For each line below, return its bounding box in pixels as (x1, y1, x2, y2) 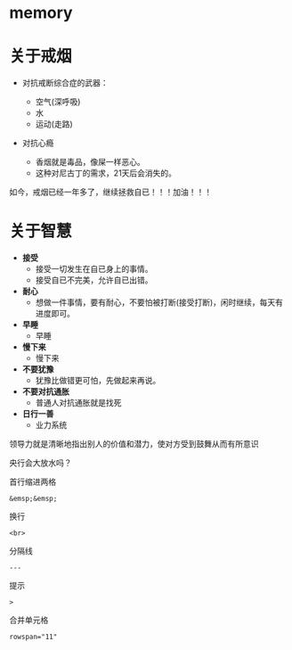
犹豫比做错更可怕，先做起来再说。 (35, 375, 161, 386)
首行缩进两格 (9, 476, 56, 488)
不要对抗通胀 (21, 386, 69, 397)
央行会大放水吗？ (9, 457, 72, 468)
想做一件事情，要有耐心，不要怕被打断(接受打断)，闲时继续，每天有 (35, 297, 283, 308)
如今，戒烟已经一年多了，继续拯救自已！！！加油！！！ (9, 186, 212, 198)
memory (9, 3, 73, 23)
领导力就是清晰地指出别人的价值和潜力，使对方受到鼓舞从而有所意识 (9, 439, 259, 449)
